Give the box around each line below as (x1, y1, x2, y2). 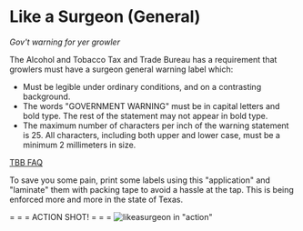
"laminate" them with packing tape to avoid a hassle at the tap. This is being (9, 184, 294, 195)
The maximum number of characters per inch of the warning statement (22, 120, 289, 131)
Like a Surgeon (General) (9, 6, 201, 27)
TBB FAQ (9, 156, 44, 167)
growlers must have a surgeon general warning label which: (9, 64, 234, 75)
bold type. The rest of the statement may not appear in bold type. (22, 110, 268, 121)
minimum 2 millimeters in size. (22, 139, 136, 150)
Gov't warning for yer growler (9, 36, 121, 47)
